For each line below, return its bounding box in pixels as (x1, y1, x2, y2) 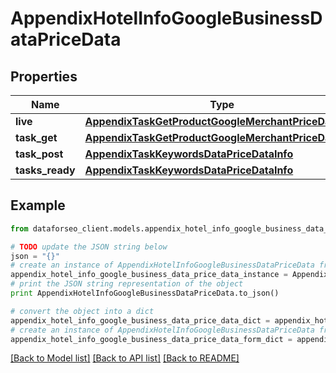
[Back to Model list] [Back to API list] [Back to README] (10, 352, 240, 364)
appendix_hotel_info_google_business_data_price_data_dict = (10, 315, 271, 326)
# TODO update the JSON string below (10, 242, 168, 252)
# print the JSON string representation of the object (10, 279, 244, 289)
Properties (10, 68, 78, 85)
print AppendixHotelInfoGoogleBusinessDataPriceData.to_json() (10, 288, 280, 299)
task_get (15, 131, 58, 144)
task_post (15, 147, 64, 161)
